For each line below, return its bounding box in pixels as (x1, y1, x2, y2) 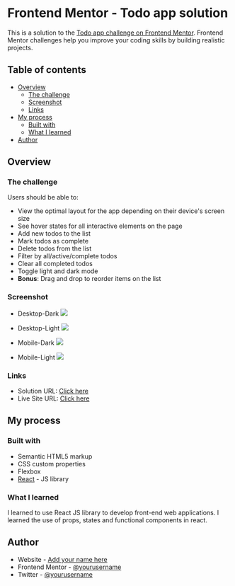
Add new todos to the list (17, 229, 91, 238)
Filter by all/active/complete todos (17, 252, 117, 260)
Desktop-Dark (17, 309, 59, 318)
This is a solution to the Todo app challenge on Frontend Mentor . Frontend (7, 28, 224, 37)
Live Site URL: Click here (17, 394, 90, 403)
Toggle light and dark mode (17, 267, 98, 275)
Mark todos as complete (17, 237, 89, 246)
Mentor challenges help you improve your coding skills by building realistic (7, 35, 225, 44)
